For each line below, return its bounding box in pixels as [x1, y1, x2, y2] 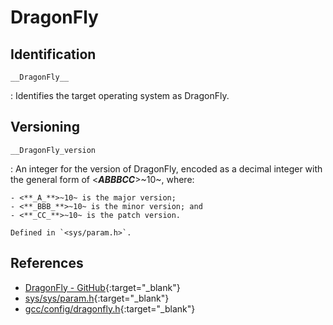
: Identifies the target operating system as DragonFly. [10, 90, 230, 101]
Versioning [10, 119, 80, 136]
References [10, 255, 84, 272]
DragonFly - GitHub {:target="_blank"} [24, 281, 181, 293]
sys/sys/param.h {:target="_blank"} [24, 292, 170, 304]
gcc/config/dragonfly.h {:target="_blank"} [24, 302, 196, 315]
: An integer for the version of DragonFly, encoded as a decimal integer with [10, 162, 323, 175]
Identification [10, 46, 97, 63]
